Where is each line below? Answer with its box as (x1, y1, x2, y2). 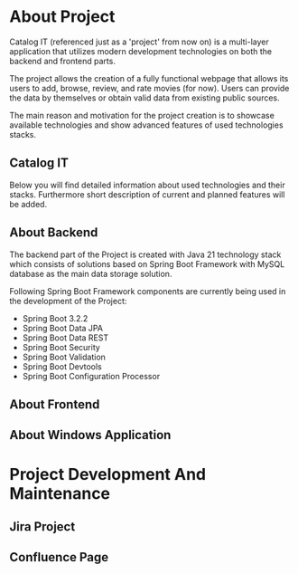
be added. (9, 198, 48, 209)
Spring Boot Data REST (22, 332, 109, 343)
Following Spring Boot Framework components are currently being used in (9, 285, 286, 296)
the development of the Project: (9, 295, 127, 306)
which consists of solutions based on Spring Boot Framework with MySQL (9, 258, 285, 269)
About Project (9, 6, 116, 27)
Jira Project (9, 519, 76, 534)
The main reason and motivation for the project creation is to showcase (9, 110, 275, 120)
